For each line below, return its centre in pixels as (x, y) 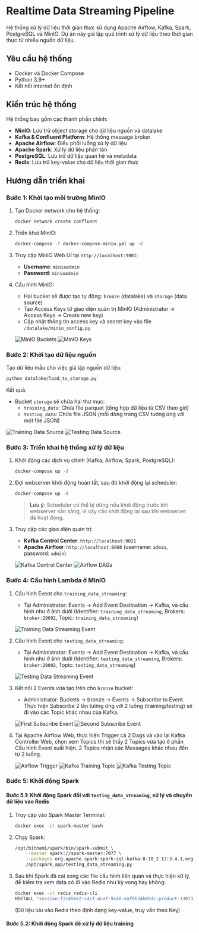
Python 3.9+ (30, 79)
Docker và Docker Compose (49, 73)
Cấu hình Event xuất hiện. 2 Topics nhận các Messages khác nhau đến (101, 748)
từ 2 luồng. (28, 754)
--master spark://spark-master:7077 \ (74, 854)
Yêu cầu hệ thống (39, 59)
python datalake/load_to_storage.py (51, 379)
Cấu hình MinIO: (34, 285)
